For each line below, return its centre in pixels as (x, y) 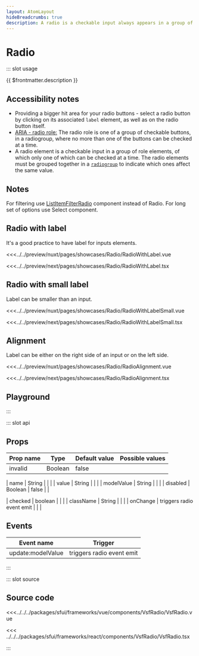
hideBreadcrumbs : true (34, 17)
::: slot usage (22, 69)
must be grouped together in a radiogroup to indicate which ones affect (102, 164)
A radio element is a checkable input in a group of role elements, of (97, 151)
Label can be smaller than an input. (49, 299)
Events (19, 526)
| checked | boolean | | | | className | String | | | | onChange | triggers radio (100, 501)
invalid (18, 468)
